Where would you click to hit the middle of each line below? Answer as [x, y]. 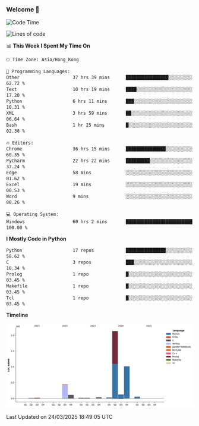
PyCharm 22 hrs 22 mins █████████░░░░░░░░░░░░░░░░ [99, 161]
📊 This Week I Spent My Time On [48, 46]
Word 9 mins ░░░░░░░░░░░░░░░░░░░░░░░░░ [99, 197]
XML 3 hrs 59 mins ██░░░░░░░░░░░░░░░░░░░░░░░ [99, 113]
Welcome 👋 [23, 10]
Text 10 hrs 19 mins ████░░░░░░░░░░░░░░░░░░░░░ [99, 90]
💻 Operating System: [33, 214]
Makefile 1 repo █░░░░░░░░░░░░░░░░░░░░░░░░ [99, 286]
